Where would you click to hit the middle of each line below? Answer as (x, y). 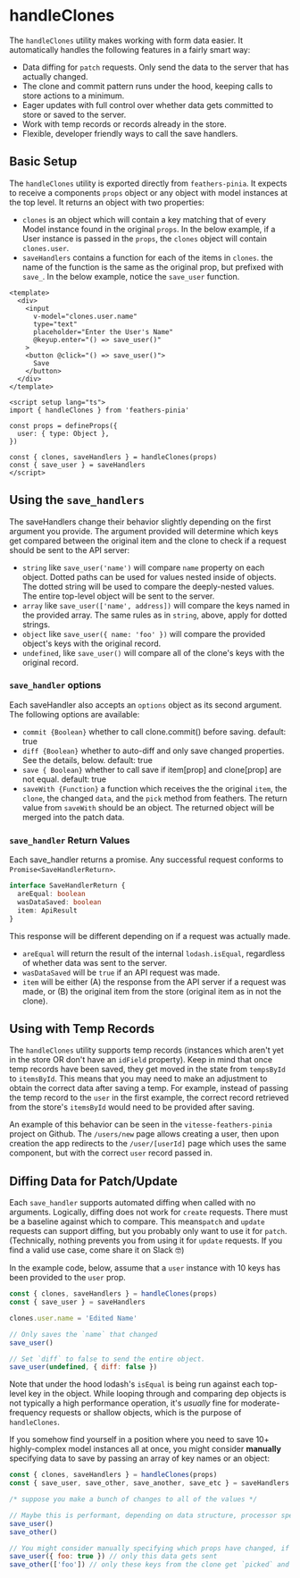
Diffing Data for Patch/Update (94, 1181)
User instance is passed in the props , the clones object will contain (145, 239)
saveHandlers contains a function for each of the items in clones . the (148, 257)
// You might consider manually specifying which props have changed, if (150, 1548)
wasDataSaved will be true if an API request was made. (121, 972)
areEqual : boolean (52, 894)
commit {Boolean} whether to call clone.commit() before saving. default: (154, 731)
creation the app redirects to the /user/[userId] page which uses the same (148, 1144)
